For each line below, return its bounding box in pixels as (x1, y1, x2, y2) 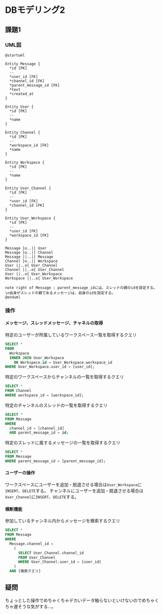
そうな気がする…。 (18, 603, 56, 609)
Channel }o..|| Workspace (5, 258, 58, 264)
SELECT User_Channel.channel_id (18, 550, 84, 555)
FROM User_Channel (18, 555, 56, 560)
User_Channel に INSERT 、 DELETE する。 (5, 494, 79, 500)
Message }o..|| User (5, 246, 47, 250)
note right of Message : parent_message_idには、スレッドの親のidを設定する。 (5, 285, 158, 290)
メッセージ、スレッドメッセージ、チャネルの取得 (5, 320, 103, 326)
